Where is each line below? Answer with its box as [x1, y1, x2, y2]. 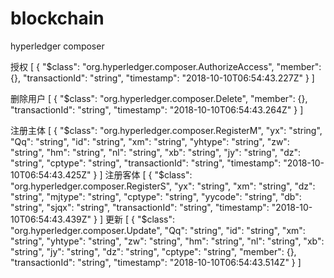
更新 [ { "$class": [105, 213, 175, 225]
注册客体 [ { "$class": [104, 168, 193, 181]
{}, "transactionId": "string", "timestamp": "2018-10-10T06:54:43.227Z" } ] [10, 72, 315, 84]
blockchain [10, 7, 105, 30]
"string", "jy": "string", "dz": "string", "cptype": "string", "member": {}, [10, 245, 297, 257]
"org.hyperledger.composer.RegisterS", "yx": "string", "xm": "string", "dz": [10, 180, 316, 192]
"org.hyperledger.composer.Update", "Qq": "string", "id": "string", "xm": [10, 224, 306, 236]
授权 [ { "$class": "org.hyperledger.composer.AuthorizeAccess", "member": [10, 60, 322, 72]
